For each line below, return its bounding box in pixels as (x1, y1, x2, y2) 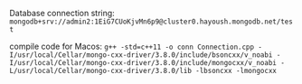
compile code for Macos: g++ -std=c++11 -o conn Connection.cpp (9, 41, 255, 51)
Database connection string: (9, 8, 115, 18)
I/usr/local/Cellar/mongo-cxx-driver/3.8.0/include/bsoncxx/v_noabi (9, 51, 273, 60)
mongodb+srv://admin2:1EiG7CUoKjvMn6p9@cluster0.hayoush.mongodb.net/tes (9, 17, 294, 26)
